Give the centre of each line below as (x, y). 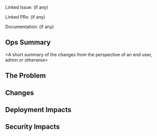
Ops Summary (28, 42)
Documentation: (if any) (29, 27)
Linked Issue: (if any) (27, 7)
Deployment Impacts (38, 110)
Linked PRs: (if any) (25, 17)
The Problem (25, 76)
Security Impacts (32, 127)
